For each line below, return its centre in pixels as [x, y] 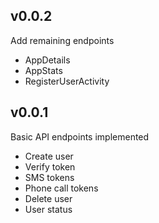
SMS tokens [49, 177]
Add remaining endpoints [62, 40]
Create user [49, 156]
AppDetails [47, 60]
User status [48, 209]
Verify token [50, 166]
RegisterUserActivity [67, 81]
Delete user [48, 198]
